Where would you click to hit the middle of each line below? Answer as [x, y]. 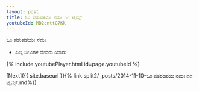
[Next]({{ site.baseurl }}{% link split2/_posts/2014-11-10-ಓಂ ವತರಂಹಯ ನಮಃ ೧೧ [99, 76]
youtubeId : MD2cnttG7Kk [36, 23]
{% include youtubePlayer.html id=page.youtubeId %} [73, 64]
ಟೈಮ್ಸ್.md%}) [22, 82]
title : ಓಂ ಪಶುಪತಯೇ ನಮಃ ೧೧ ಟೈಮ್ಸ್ [44, 17]
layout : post [23, 12]
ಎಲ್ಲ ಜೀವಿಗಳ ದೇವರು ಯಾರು [41, 52]
